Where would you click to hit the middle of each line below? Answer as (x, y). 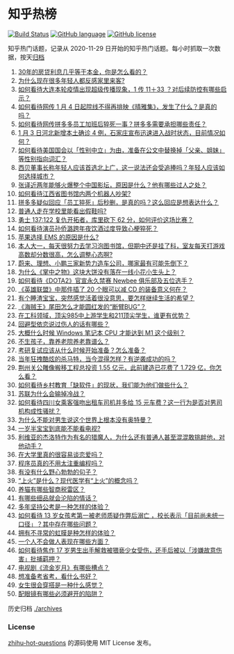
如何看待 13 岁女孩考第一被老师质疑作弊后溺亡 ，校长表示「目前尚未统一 (121, 515)
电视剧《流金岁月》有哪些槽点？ (64, 567)
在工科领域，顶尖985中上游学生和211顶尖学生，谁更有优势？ (104, 315)
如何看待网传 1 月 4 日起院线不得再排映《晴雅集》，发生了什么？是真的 (117, 106)
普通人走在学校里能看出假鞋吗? (62, 211)
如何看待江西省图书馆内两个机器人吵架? (74, 193)
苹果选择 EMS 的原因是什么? (58, 237)
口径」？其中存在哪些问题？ (58, 524)
